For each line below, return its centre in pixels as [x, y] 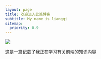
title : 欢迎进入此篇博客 [28, 14]
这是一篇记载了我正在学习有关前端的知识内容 [51, 52]
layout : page [19, 10]
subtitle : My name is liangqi [36, 19]
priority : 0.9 [24, 28]
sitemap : [14, 23]
